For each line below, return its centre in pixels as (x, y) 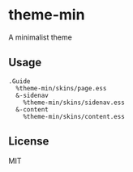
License (29, 142)
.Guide (19, 81)
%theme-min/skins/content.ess (74, 116)
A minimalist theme (41, 37)
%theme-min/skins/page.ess (61, 88)
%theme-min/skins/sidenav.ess (74, 103)
